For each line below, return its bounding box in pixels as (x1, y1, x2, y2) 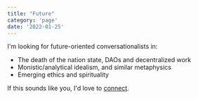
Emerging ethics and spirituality (17, 70, 110, 79)
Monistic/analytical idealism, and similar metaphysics (17, 63, 172, 72)
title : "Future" (7, 10, 55, 17)
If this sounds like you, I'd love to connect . (7, 84, 130, 93)
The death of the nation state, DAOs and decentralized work (17, 56, 192, 64)
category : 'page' (7, 17, 58, 24)
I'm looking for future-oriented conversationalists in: (7, 43, 158, 51)
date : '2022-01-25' (7, 23, 65, 30)
